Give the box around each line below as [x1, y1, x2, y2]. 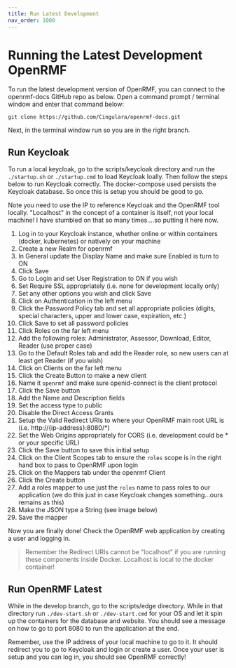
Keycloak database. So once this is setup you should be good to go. [8, 188, 204, 196]
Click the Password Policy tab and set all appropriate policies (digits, [18, 304, 216, 313]
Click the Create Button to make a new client [18, 372, 146, 380]
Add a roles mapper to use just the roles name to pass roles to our [18, 483, 211, 492]
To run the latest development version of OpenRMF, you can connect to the [8, 85, 225, 93]
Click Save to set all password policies [18, 319, 129, 327]
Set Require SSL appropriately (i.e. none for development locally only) [18, 282, 220, 290]
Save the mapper [18, 513, 68, 522]
